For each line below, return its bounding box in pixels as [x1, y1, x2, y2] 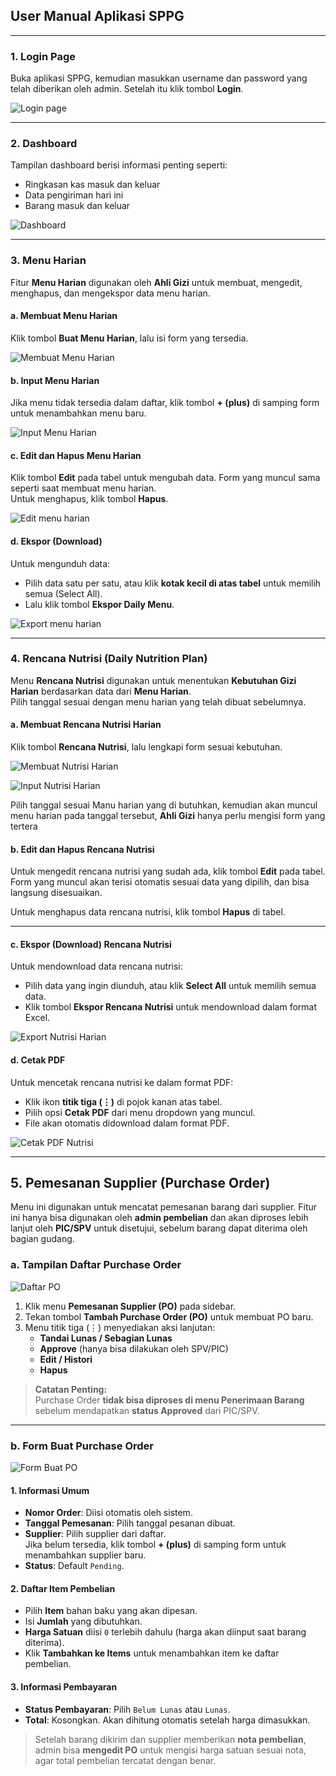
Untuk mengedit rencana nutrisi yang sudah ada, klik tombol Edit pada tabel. [10, 865, 326, 878]
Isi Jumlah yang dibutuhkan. [24, 1615, 143, 1628]
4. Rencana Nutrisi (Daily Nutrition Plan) [10, 652, 208, 666]
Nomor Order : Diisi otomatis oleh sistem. [24, 1507, 193, 1519]
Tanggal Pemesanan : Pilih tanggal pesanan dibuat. [24, 1517, 236, 1529]
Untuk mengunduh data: [10, 557, 111, 569]
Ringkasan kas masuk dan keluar [24, 179, 161, 191]
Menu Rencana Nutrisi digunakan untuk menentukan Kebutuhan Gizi [10, 674, 297, 686]
